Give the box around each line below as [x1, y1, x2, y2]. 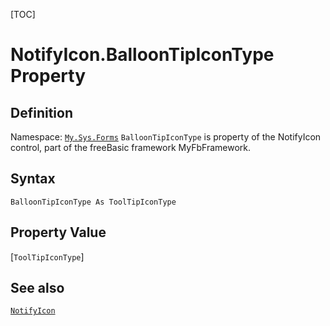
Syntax [10, 170, 56, 188]
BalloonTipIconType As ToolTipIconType [10, 197, 177, 207]
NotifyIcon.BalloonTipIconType [10, 44, 275, 66]
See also [10, 280, 65, 297]
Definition [10, 104, 73, 121]
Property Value [10, 224, 107, 241]
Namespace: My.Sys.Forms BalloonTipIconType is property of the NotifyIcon [10, 131, 322, 143]
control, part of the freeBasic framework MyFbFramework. [10, 142, 252, 153]
